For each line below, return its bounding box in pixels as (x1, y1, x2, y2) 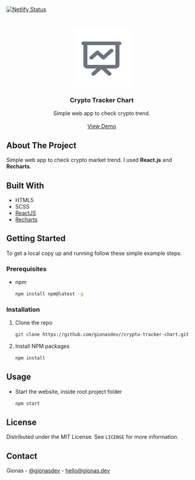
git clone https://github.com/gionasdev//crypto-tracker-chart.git (15, 331, 189, 338)
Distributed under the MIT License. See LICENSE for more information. (6, 433, 179, 441)
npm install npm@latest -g (15, 291, 84, 297)
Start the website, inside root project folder (15, 388, 122, 395)
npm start (15, 401, 41, 407)
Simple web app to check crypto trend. (53, 110, 150, 117)
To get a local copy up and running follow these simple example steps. (6, 249, 182, 257)
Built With (6, 180, 44, 191)
